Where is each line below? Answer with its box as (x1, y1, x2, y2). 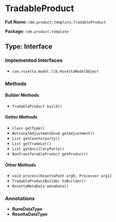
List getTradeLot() (12, 141, 52, 146)
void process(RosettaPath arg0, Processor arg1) (12, 173, 112, 179)
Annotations (5, 195, 35, 202)
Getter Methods (5, 114, 38, 120)
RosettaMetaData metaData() (12, 184, 69, 189)
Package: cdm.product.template (5, 28, 69, 34)
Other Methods (5, 162, 36, 168)
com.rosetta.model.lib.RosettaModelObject (12, 69, 99, 74)
